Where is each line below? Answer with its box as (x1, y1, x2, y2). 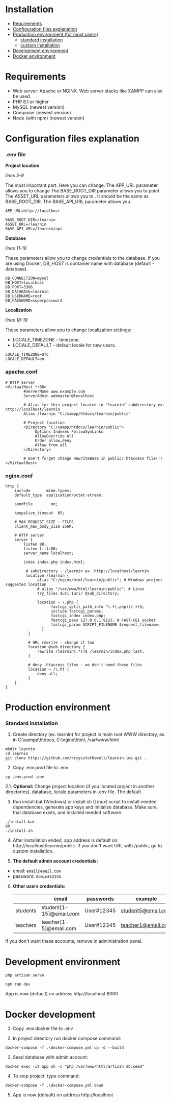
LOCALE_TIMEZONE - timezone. (12, 337, 80, 343)
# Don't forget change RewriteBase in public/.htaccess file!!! (23, 456, 163, 461)
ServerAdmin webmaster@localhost (23, 393, 95, 399)
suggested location (5, 582, 47, 587)
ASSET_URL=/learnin (5, 222, 47, 227)
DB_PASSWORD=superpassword (5, 298, 63, 303)
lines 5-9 (5, 173, 24, 179)
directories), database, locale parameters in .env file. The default (5, 789, 141, 795)
